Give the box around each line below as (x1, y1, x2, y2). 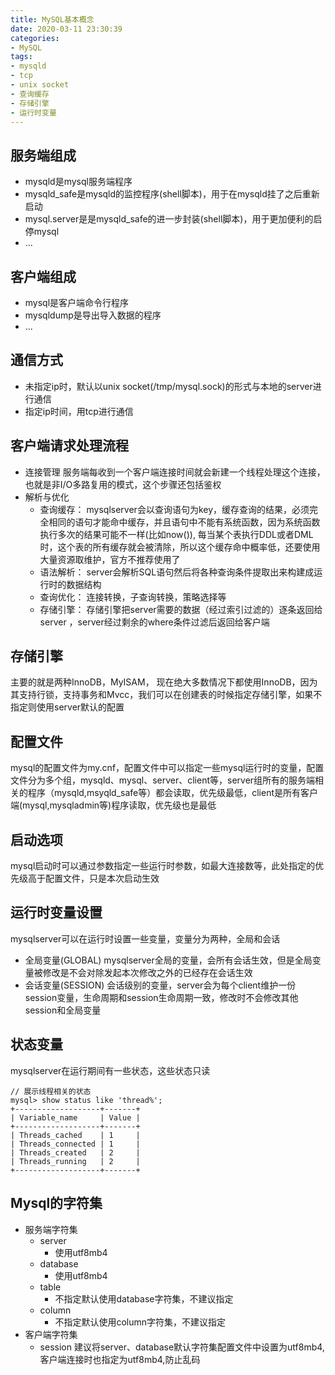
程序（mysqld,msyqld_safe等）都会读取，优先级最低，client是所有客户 (27, 787, 319, 799)
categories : (10, 33, 60, 43)
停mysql (24, 226, 60, 238)
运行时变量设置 (10, 904, 103, 921)
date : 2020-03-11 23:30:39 (10, 24, 123, 34)
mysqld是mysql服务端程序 (24, 176, 133, 188)
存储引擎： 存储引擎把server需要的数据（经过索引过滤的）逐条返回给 (39, 603, 323, 615)
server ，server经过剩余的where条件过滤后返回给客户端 (39, 616, 270, 628)
